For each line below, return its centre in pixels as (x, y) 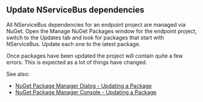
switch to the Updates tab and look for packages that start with (85, 37)
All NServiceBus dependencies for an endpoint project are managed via (96, 24)
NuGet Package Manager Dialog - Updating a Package (83, 86)
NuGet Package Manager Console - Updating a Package (86, 92)
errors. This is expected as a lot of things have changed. (77, 62)
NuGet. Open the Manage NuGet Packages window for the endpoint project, (102, 31)
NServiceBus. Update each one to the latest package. (74, 44)
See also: (18, 74)
